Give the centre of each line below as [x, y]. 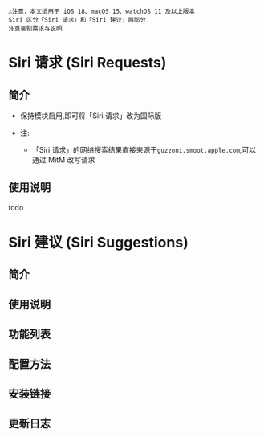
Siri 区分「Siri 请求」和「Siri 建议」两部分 [77, 20]
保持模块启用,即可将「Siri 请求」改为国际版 [91, 116]
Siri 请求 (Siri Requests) [87, 63]
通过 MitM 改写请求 [63, 160]
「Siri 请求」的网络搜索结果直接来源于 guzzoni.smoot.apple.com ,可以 [144, 150]
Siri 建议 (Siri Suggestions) [98, 243]
